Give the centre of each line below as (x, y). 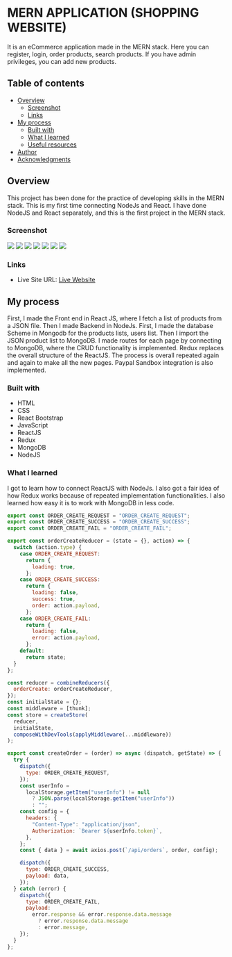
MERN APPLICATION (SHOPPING (103, 13)
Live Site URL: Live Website (56, 280)
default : (32, 651)
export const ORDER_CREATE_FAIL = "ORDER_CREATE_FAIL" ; (89, 529)
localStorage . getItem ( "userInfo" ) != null (88, 792)
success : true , (54, 599)
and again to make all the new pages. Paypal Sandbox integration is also (110, 362)
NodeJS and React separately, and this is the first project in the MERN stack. (116, 213)
